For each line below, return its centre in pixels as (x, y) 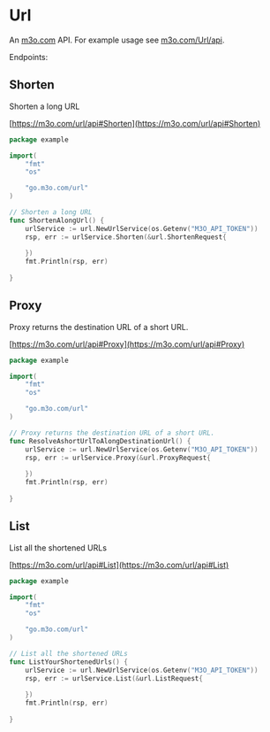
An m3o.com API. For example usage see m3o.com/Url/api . (117, 40)
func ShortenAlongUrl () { (56, 220)
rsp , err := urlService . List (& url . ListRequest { (114, 678)
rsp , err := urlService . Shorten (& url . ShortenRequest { (126, 237)
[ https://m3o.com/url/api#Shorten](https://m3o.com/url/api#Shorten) (135, 123)
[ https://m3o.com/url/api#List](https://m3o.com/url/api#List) (119, 565)
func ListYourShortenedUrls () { (68, 662)
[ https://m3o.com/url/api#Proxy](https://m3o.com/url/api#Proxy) (127, 344)
